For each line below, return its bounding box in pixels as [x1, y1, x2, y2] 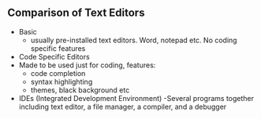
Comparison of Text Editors [7, 6, 145, 20]
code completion [30, 68, 86, 78]
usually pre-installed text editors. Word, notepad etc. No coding [30, 35, 237, 45]
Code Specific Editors [18, 52, 90, 61]
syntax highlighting [30, 77, 93, 86]
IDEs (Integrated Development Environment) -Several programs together [18, 93, 254, 103]
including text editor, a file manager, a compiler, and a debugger [18, 102, 227, 111]
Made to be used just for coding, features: [18, 60, 156, 70]
